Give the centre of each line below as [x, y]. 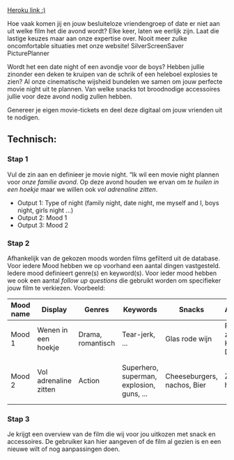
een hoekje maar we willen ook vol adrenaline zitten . [83, 189]
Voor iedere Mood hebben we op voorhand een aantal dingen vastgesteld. [114, 265]
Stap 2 [18, 243]
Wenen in [53, 329]
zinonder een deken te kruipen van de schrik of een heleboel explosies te [112, 74]
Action [89, 380]
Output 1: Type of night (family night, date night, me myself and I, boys [118, 202]
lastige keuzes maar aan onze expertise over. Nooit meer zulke [97, 38]
